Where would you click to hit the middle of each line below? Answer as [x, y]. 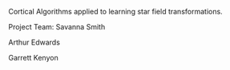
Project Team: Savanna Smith [57, 27]
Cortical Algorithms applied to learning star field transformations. [115, 12]
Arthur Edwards [34, 42]
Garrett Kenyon [33, 58]
